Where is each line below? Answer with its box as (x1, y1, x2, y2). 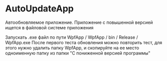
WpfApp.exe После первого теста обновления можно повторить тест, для (5, 39, 163, 45)
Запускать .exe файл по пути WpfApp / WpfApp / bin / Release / (5, 34, 138, 40)
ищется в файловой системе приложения (5, 24, 94, 30)
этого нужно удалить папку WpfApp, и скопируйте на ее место (5, 45, 140, 51)
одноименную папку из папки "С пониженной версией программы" (5, 50, 151, 56)
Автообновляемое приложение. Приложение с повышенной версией (5, 19, 153, 25)
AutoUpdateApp (5, 3, 74, 14)
